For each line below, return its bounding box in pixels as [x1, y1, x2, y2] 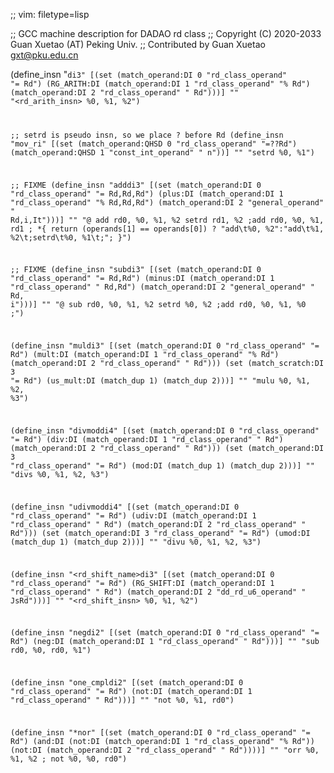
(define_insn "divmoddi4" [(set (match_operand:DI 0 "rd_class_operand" [10, 426, 320, 436]
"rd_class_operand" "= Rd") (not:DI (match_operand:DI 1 [10, 687, 253, 697]
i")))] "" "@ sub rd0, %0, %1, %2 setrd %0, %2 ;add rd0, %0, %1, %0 [10, 300, 307, 310]
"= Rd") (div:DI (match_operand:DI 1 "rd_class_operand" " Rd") [10, 435, 284, 445]
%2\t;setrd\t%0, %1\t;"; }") [10, 232, 132, 243]
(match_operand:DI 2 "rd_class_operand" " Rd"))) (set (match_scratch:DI [10, 359, 325, 369]
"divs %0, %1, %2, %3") [10, 470, 110, 480]
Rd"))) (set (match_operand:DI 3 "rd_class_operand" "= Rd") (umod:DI [10, 528, 311, 538]
